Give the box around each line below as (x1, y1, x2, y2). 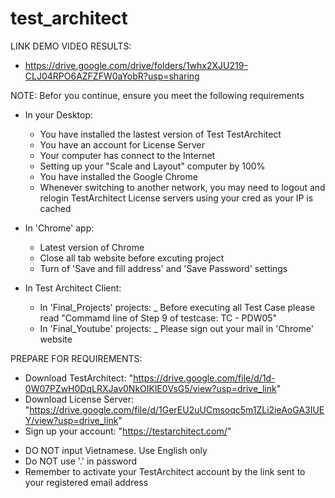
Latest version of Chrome (39, 241, 145, 253)
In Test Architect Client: (24, 282, 122, 294)
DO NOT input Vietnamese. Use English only (24, 444, 208, 456)
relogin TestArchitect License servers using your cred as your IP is (39, 192, 314, 204)
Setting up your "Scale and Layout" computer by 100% (39, 160, 266, 172)
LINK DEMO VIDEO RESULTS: (10, 40, 132, 52)
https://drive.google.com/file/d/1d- (133, 372, 276, 384)
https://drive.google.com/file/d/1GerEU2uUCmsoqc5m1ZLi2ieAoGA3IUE (29, 403, 325, 416)
